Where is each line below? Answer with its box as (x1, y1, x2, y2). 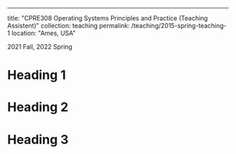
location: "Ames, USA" (11, 29, 76, 37)
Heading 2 (7, 99, 69, 115)
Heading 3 (7, 131, 69, 148)
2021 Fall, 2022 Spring (7, 43, 72, 51)
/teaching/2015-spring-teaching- (131, 22, 227, 30)
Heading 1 (7, 68, 67, 83)
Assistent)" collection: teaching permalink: (7, 22, 130, 30)
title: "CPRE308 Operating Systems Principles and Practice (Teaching (7, 14, 209, 22)
